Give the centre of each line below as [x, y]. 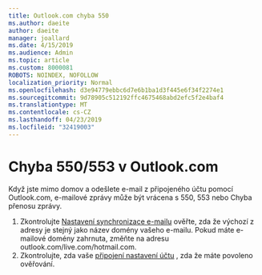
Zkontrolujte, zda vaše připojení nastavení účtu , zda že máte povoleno [137, 255]
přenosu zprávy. [35, 205]
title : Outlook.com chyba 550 [59, 16]
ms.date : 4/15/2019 [41, 46]
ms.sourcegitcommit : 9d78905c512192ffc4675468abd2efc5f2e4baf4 [116, 98]
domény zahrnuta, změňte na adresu [109, 238]
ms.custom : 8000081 [41, 68]
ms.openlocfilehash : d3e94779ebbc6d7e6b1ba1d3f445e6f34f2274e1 [116, 90]
